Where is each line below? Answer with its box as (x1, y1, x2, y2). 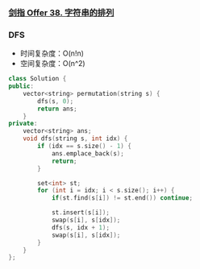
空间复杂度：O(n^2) (19, 59, 86, 68)
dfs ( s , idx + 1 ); (51, 223, 110, 231)
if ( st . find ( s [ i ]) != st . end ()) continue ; (51, 194, 194, 202)
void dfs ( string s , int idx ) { (23, 134, 128, 143)
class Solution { (8, 75, 67, 83)
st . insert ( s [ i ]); (51, 209, 110, 217)
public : (8, 82, 35, 90)
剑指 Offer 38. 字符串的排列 (8, 6, 115, 18)
